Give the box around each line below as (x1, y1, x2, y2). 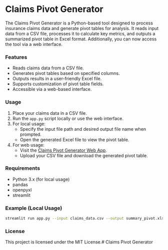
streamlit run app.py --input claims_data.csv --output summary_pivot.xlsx (5, 216, 166, 221)
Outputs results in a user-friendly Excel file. (12, 76, 102, 82)
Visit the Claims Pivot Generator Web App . (19, 147, 107, 153)
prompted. (19, 131, 41, 137)
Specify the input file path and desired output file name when (19, 126, 146, 132)
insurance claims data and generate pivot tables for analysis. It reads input (5, 25, 159, 31)
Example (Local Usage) (5, 205, 62, 212)
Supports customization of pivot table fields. (12, 81, 104, 87)
